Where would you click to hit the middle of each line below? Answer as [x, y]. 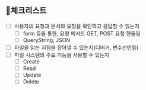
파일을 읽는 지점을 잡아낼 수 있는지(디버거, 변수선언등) [76, 47]
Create [31, 62]
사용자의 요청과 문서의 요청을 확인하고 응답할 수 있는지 [77, 26]
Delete [31, 82]
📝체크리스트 [26, 11]
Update [32, 75]
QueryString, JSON [47, 40]
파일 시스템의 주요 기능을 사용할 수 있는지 [62, 55]
